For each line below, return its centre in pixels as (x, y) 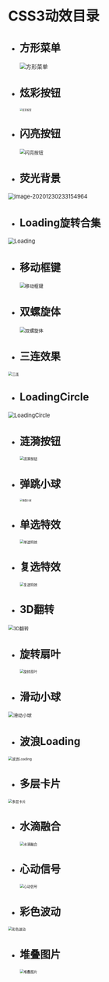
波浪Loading (50, 741)
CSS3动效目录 (54, 16)
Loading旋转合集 (60, 223)
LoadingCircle (54, 397)
